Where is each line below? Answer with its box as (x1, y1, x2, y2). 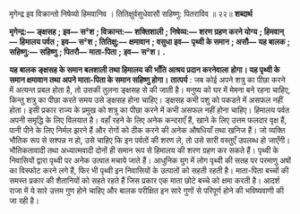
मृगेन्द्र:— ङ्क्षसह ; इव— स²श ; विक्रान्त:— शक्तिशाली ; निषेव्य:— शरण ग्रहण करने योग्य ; (9, 27, 262, 37)
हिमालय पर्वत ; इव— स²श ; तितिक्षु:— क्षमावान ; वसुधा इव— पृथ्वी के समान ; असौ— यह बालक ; (19, 37, 291, 47)
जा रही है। (9, 195, 40, 206)
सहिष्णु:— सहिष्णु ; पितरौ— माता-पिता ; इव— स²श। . (9, 47, 166, 57)
